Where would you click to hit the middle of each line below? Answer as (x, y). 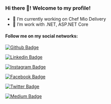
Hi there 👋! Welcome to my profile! (48, 8)
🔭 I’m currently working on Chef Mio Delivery (59, 19)
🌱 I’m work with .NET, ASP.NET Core (50, 24)
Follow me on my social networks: (42, 36)
